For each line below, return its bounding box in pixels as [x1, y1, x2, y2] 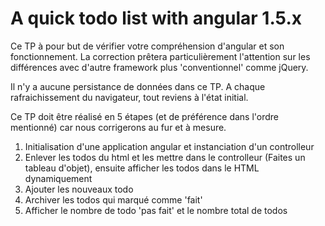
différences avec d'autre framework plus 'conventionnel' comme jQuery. [10, 61, 309, 73]
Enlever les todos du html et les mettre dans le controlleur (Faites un [24, 151, 306, 163]
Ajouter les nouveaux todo [24, 183, 134, 195]
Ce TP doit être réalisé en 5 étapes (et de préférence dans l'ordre [10, 110, 280, 122]
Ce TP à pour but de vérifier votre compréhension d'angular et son [10, 40, 285, 52]
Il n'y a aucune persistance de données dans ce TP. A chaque [10, 80, 266, 92]
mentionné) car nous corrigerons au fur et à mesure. [10, 121, 227, 133]
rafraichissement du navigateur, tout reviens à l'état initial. [10, 91, 249, 103]
